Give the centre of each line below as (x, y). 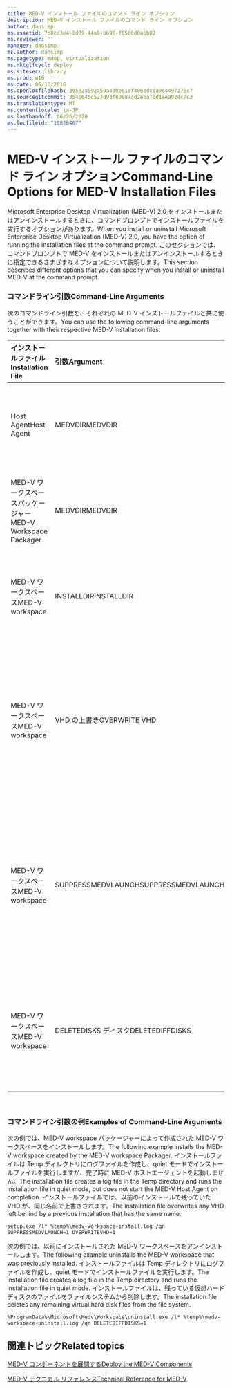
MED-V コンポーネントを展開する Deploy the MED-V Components (100, 1364)
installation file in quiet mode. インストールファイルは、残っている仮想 (107, 1288)
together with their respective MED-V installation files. (84, 329)
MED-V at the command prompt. (53, 277)
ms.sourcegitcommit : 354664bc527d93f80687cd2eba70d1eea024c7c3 (100, 98)
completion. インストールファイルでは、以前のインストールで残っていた (109, 1197)
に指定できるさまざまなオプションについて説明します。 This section (103, 262)
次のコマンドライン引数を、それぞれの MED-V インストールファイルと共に (113, 313)
